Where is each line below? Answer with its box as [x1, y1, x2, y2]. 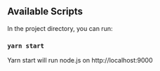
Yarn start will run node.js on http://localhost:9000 [7, 56, 153, 65]
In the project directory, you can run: [7, 24, 113, 32]
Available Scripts [7, 6, 83, 18]
